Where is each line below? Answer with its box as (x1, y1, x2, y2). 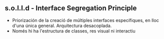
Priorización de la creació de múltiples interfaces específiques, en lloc (12, 17, 159, 23)
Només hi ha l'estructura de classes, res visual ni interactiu (12, 27, 136, 34)
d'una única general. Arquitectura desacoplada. (12, 22, 112, 28)
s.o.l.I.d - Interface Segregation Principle (5, 4, 137, 12)
